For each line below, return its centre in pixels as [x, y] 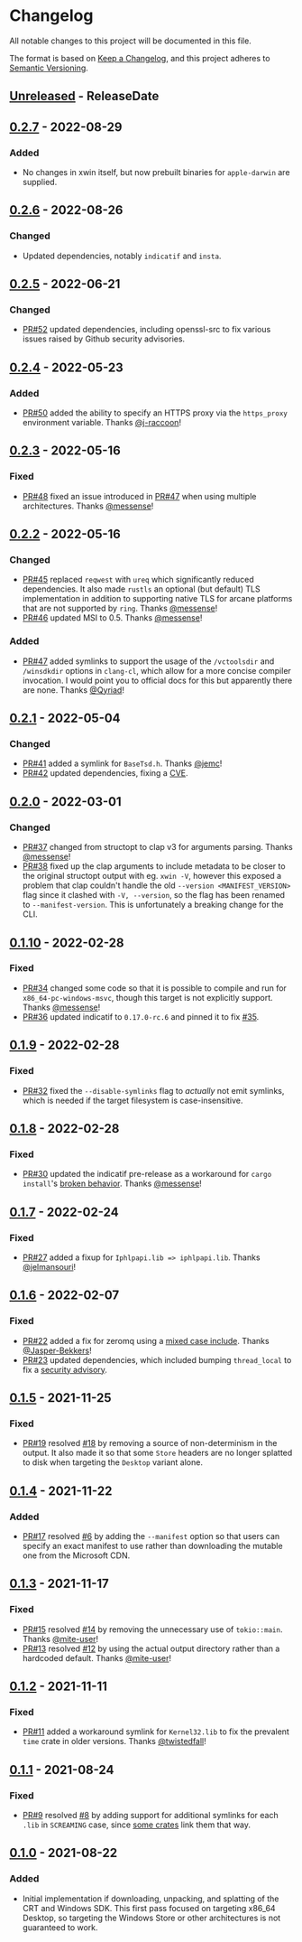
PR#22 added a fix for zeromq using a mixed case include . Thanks [146, 1340]
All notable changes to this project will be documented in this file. [131, 41]
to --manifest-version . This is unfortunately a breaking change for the [153, 905]
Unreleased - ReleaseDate [84, 96]
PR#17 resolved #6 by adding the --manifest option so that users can [151, 1536]
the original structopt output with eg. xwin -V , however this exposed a [152, 876]
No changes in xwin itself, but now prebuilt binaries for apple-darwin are [156, 173]
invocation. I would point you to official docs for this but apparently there [157, 680]
